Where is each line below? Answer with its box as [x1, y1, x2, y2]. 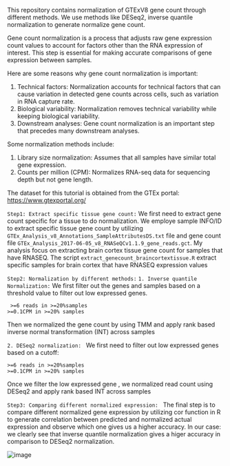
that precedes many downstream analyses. [17, 127, 140, 135]
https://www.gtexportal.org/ [7, 196, 86, 204]
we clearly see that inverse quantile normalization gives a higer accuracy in [7, 430, 221, 438]
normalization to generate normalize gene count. [7, 21, 146, 28]
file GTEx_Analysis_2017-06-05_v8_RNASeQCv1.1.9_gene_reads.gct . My [7, 239, 203, 247]
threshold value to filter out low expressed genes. [7, 289, 148, 297]
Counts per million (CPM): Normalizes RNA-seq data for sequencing [17, 168, 211, 176]
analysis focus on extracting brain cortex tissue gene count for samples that [7, 246, 223, 254]
